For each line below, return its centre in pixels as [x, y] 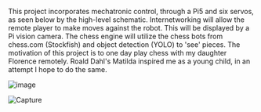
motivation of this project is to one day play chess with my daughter [118, 53]
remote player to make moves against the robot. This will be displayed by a [129, 28]
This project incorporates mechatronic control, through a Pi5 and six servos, [131, 11]
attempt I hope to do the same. [58, 69]
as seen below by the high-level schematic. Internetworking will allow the [127, 20]
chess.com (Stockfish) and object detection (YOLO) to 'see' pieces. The [124, 45]
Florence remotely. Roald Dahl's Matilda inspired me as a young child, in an [129, 61]
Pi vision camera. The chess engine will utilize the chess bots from [116, 36]
